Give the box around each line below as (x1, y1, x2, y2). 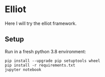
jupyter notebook (5, 67, 42, 72)
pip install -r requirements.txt (5, 62, 76, 68)
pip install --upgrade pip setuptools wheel (5, 58, 100, 63)
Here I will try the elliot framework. (5, 20, 77, 26)
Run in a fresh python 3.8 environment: (5, 48, 86, 54)
